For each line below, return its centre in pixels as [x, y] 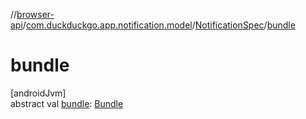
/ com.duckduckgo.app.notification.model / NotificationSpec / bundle [159, 25]
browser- [35, 14]
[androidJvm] [38, 93]
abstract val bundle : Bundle [67, 103]
